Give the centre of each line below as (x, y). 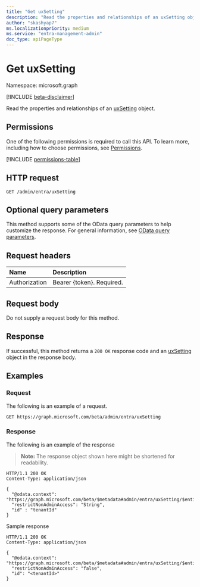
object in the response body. (41, 357)
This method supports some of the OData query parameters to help (89, 224)
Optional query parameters (57, 210)
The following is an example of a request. (57, 406)
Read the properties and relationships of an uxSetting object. (81, 108)
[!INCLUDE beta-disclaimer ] (40, 96)
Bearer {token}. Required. (88, 282)
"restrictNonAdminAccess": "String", (58, 505)
